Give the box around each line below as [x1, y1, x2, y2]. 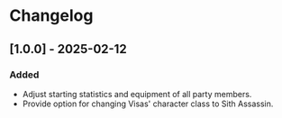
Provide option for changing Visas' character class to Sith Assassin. [22, 98, 274, 109]
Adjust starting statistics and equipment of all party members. [22, 88, 252, 99]
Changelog [9, 5, 94, 26]
